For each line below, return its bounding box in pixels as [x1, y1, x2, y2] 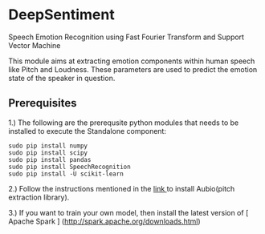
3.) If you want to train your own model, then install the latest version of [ [8, 208, 249, 217]
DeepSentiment [8, 6, 115, 24]
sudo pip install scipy [8, 148, 88, 157]
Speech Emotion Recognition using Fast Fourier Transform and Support [8, 32, 245, 42]
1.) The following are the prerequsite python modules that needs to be [8, 118, 239, 127]
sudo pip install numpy [8, 142, 88, 150]
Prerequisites [8, 96, 77, 110]
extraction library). [8, 192, 70, 202]
